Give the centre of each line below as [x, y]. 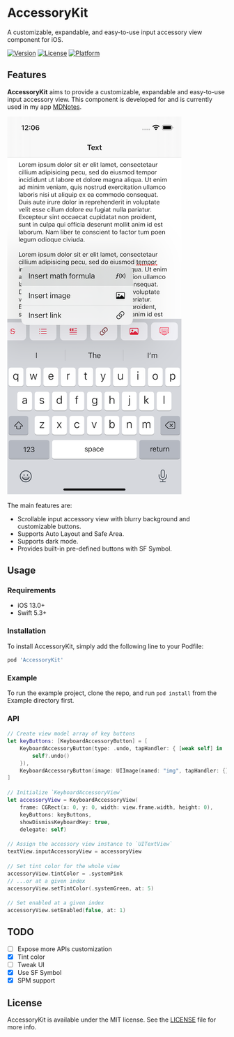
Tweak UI [31, 965]
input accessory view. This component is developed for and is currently [110, 99]
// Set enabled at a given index [56, 903]
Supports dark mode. [48, 541]
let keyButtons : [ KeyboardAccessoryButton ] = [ [78, 741]
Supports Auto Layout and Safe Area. [71, 534]
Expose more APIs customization [65, 949]
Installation [27, 631]
